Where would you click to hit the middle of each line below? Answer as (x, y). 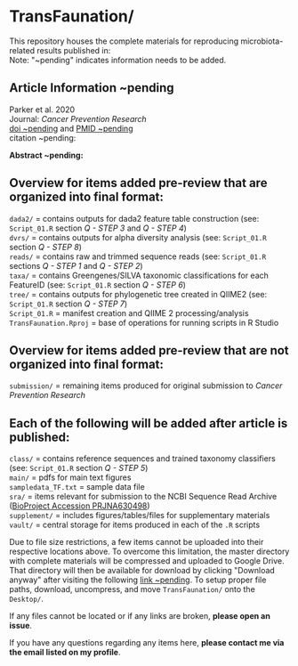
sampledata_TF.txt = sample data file (77, 487)
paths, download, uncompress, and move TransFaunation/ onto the (132, 589)
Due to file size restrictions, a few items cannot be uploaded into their (137, 542)
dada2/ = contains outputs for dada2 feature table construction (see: (134, 218)
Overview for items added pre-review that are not (149, 350)
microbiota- (262, 41)
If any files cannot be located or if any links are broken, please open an (140, 616)
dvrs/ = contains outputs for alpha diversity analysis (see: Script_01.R (138, 237)
